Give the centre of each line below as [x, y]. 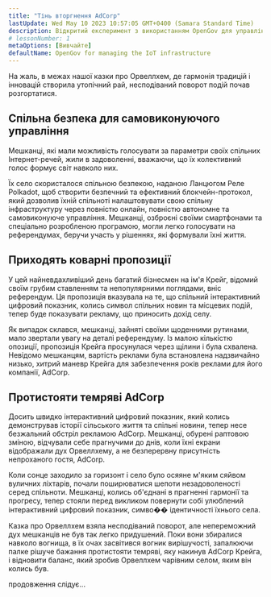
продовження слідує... [47, 584]
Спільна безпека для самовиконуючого [114, 119]
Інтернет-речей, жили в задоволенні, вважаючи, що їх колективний [125, 159]
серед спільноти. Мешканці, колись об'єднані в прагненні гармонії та [129, 492]
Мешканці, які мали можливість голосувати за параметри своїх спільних [134, 151]
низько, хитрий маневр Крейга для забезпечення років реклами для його [135, 363]
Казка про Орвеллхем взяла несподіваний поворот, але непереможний [132, 526]
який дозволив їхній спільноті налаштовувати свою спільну [111, 200]
